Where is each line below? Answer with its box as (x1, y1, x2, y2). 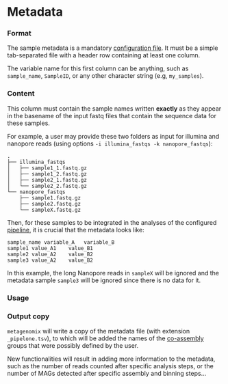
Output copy (7, 312, 50, 321)
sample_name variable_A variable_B (7, 238, 115, 246)
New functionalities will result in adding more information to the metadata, (7, 355, 216, 363)
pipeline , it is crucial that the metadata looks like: (7, 225, 145, 234)
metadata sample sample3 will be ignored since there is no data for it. (7, 276, 201, 284)
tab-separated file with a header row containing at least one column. (7, 51, 201, 59)
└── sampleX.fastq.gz (19, 206, 81, 213)
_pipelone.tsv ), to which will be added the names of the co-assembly (7, 334, 204, 342)
